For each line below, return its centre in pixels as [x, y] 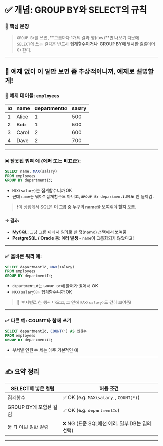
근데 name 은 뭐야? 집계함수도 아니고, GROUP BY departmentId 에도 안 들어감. [83, 196]
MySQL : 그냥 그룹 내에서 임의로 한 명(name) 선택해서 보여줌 [69, 232]
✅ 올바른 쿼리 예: [24, 257]
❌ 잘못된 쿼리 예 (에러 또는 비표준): [43, 161]
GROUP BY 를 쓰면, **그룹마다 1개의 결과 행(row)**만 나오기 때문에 [78, 38]
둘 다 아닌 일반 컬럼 [28, 427]
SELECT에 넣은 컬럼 [33, 388]
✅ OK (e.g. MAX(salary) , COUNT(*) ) [101, 397]
